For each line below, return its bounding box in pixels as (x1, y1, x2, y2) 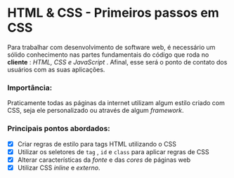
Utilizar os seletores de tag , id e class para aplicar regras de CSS (17, 147, 209, 156)
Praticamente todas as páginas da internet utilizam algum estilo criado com (7, 99, 225, 107)
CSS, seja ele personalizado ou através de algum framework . (7, 107, 184, 115)
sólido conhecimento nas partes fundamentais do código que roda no (7, 50, 209, 59)
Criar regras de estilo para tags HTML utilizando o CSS (17, 139, 177, 148)
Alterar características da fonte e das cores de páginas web (17, 156, 191, 164)
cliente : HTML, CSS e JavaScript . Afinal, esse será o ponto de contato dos (7, 57, 228, 66)
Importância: (7, 83, 53, 93)
